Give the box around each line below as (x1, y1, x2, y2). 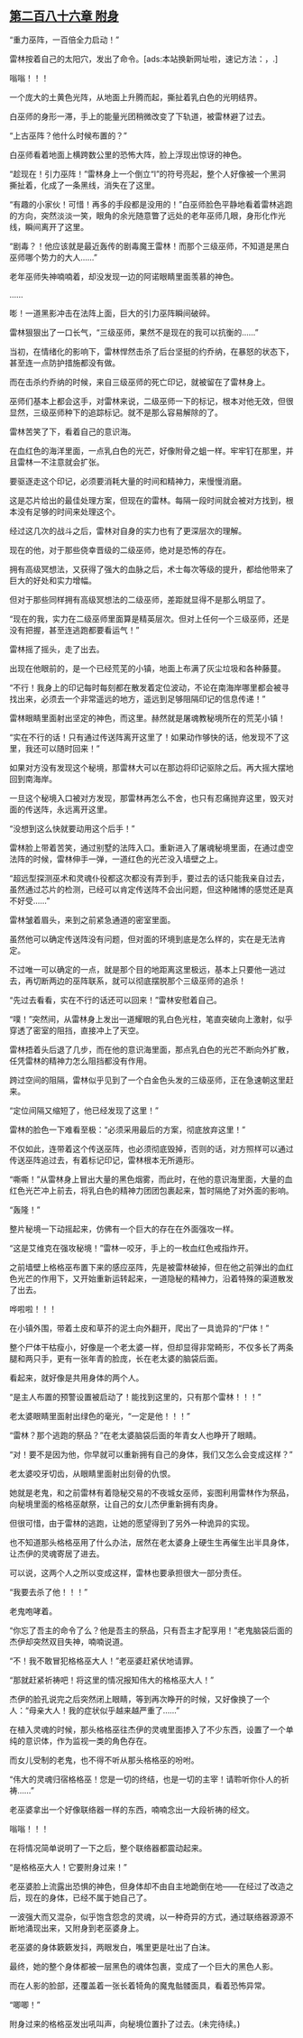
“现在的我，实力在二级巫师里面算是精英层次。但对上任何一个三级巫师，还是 (9, 613, 290, 624)
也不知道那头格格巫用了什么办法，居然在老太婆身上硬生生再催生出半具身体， (9, 1536, 294, 1547)
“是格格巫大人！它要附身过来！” (9, 1861, 128, 1872)
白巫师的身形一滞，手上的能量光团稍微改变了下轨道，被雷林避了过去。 (9, 111, 271, 122)
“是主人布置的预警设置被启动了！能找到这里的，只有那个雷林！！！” (9, 1391, 262, 1402)
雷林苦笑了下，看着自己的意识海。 (9, 426, 136, 437)
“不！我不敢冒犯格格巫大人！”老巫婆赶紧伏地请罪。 (9, 1655, 198, 1666)
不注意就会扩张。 (40, 456, 105, 467)
